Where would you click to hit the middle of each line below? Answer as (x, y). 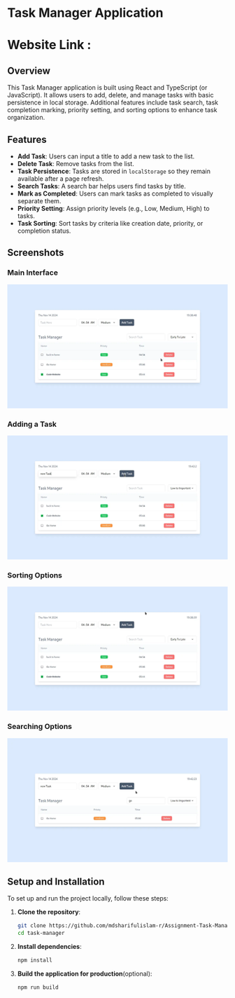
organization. (26, 118)
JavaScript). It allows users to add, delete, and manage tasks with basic (111, 95)
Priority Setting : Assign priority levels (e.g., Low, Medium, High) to (113, 209)
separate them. (39, 201)
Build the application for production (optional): (85, 974)
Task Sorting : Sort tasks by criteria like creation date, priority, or (110, 223)
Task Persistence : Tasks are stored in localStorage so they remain (114, 171)
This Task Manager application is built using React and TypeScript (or (107, 88)
